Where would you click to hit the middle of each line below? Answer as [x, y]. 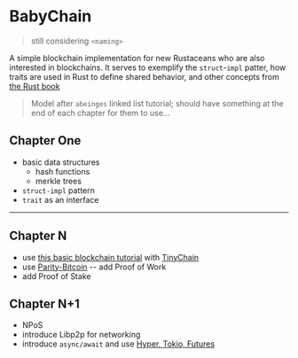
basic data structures [61, 162]
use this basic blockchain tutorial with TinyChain [110, 257]
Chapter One [45, 140]
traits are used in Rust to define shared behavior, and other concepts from [144, 76]
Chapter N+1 [44, 304]
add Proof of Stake [56, 276]
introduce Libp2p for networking [81, 335]
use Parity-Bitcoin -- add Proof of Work [94, 267]
